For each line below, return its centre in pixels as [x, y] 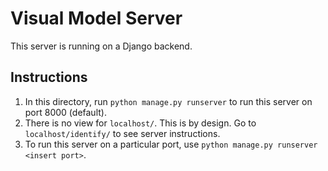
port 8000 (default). [65, 112]
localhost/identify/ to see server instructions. [122, 133]
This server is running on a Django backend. [101, 46]
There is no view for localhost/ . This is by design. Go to [140, 123]
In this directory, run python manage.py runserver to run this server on [168, 101]
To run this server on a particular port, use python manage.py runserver [171, 144]
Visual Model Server [96, 18]
